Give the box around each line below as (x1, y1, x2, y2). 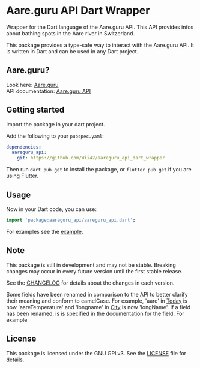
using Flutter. (6, 172, 39, 180)
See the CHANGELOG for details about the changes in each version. (6, 279, 175, 286)
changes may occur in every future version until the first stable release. (6, 267, 183, 275)
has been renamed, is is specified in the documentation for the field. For (6, 310, 185, 317)
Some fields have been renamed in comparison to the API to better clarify (6, 291, 188, 298)
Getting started (6, 105, 65, 115)
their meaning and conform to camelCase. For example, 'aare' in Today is (6, 297, 187, 304)
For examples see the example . (6, 228, 83, 235)
